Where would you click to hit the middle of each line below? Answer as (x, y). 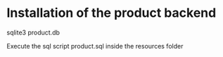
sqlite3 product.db (33, 32)
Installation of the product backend (111, 13)
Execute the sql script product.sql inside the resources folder (95, 46)
